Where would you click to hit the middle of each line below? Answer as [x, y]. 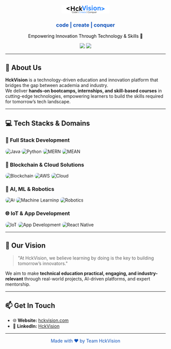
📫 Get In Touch [30, 305]
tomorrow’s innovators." [42, 263]
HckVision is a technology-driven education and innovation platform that [82, 80]
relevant [14, 278]
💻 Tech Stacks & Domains [48, 123]
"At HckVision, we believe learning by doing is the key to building [86, 258]
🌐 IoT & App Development [38, 213]
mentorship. [18, 284]
